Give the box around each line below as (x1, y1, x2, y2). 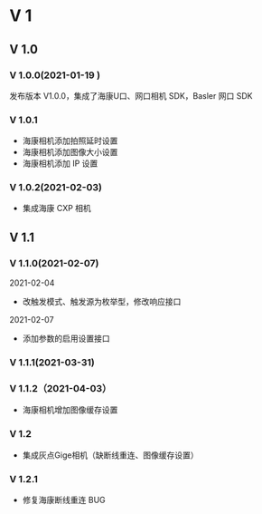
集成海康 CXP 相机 (22, 203, 92, 214)
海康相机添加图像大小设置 (22, 147, 118, 158)
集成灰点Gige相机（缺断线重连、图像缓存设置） (22, 450, 199, 461)
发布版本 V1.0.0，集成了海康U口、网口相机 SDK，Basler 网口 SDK (9, 90, 253, 101)
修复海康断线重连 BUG (22, 494, 106, 505)
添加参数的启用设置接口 (22, 333, 110, 344)
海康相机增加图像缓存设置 (22, 404, 118, 415)
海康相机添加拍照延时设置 (22, 135, 118, 146)
